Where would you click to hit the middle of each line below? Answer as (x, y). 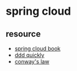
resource (23, 34)
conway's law (32, 62)
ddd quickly (29, 55)
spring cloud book (37, 48)
